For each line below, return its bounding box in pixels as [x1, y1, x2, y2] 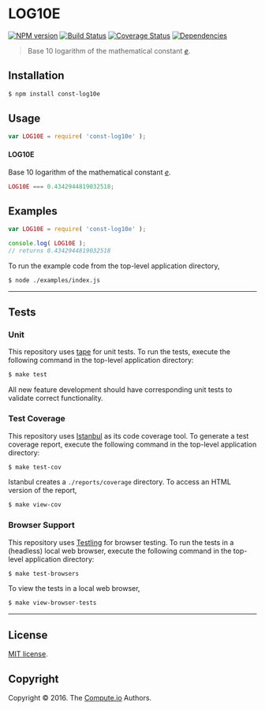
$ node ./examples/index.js [8, 276, 101, 284]
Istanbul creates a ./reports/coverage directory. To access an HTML [8, 477, 231, 487]
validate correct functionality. [8, 394, 104, 403]
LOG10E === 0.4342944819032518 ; [8, 182, 114, 190]
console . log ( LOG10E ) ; [8, 240, 87, 248]
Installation [8, 69, 65, 83]
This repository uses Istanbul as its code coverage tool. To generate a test [8, 431, 249, 440]
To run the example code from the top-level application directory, [8, 261, 220, 271]
